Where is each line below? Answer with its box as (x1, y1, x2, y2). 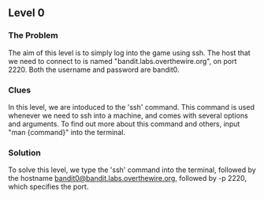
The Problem (8, 30, 59, 41)
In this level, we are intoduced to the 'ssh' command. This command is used (8, 102, 255, 111)
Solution (8, 147, 42, 158)
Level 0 (8, 6, 45, 20)
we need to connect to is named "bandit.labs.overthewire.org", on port (8, 56, 237, 66)
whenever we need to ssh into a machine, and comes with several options (8, 111, 248, 120)
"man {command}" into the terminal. (8, 127, 126, 137)
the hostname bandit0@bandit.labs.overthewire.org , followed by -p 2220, (8, 174, 247, 183)
